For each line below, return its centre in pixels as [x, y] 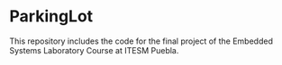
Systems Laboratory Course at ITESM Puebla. [94, 50]
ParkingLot [51, 16]
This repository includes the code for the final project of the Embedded [141, 41]
